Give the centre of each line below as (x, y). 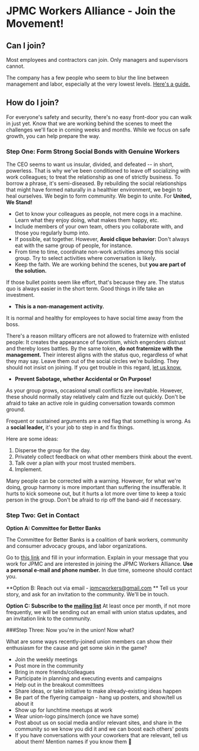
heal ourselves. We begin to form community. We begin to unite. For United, (99, 196)
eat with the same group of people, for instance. (73, 246)
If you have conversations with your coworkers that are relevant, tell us (101, 736)
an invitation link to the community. (49, 619)
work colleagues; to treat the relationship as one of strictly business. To (93, 177)
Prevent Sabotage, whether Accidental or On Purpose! (83, 379)
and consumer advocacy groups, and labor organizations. (77, 546)
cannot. (15, 66)
